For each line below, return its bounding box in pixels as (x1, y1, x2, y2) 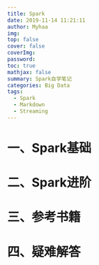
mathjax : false (7, 69, 52, 76)
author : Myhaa (7, 23, 49, 30)
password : (7, 56, 36, 63)
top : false (7, 36, 39, 43)
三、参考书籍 (7, 209, 82, 225)
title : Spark (7, 10, 45, 17)
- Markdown (13, 101, 45, 108)
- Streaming (13, 108, 49, 115)
